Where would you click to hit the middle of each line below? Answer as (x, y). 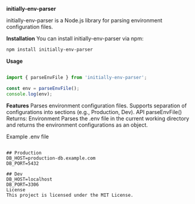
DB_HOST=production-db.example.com (51, 158)
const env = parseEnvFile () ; (43, 88)
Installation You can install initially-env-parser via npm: (75, 38)
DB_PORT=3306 (23, 184)
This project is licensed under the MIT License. (70, 195)
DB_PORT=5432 (23, 163)
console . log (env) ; (29, 94)
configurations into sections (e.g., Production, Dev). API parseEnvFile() (94, 112)
